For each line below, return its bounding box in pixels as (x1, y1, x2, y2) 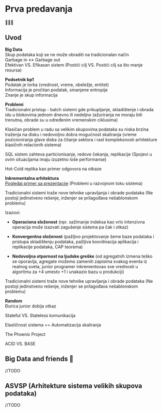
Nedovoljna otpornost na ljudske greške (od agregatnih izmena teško (12, 253, 153, 259)
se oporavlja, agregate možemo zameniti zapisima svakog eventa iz (12, 258, 147, 264)
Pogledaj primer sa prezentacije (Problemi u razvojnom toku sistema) (5, 180, 143, 186)
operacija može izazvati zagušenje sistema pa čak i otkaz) (12, 224, 129, 230)
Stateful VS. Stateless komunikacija (5, 312, 76, 318)
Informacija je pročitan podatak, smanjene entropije (5, 86, 108, 93)
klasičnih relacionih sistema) (5, 142, 62, 148)
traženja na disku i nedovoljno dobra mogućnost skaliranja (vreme (5, 131, 137, 137)
